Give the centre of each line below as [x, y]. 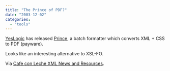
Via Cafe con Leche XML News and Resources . [55, 63]
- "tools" [20, 24]
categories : [18, 19]
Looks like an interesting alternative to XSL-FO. [54, 54]
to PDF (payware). [24, 44]
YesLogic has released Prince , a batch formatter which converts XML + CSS [85, 39]
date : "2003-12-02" [26, 15]
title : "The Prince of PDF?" [36, 10]
